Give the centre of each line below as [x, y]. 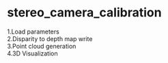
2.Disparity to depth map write [50, 38]
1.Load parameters [33, 32]
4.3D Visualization [32, 53]
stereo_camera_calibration [84, 13]
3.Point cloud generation [42, 46]
